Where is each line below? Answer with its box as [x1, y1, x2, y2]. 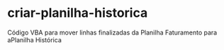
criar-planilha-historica [7, 5, 148, 21]
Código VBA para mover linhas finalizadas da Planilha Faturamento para [7, 28, 218, 37]
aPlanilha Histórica [7, 35, 62, 44]
